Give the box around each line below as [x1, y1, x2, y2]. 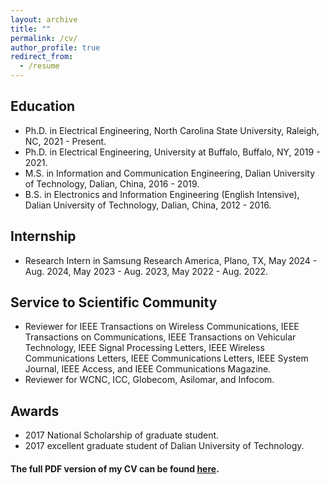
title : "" [10, 24, 52, 34]
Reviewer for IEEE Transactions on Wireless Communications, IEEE [24, 321, 300, 333]
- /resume [19, 61, 60, 71]
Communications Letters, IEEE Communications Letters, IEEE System [24, 352, 309, 365]
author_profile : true [10, 42, 101, 53]
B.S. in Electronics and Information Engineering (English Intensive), [24, 188, 300, 200]
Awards [10, 402, 60, 420]
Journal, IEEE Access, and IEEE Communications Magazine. [24, 363, 272, 375]
